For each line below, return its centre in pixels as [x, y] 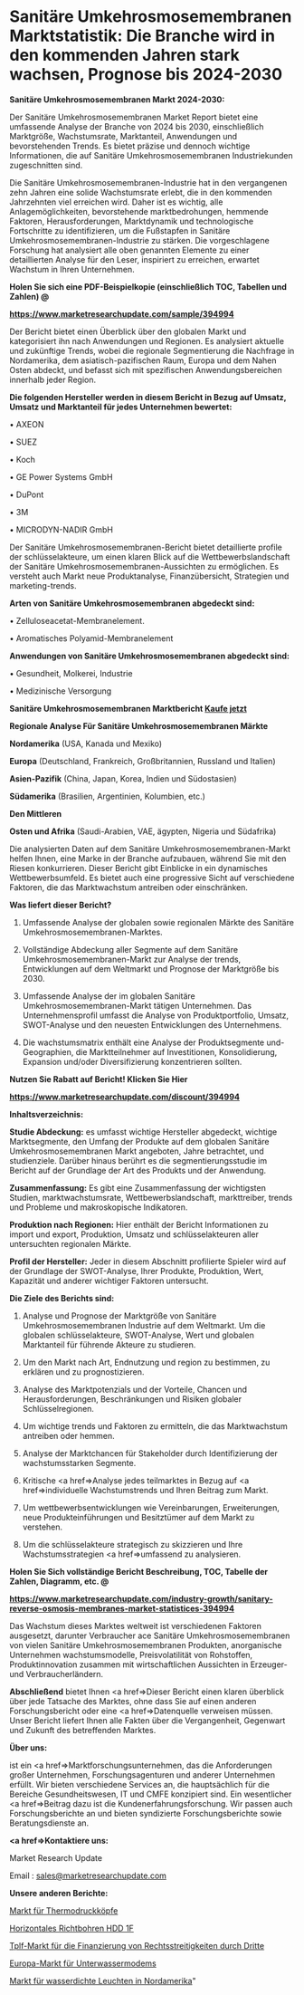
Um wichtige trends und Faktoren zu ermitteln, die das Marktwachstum [155, 1426]
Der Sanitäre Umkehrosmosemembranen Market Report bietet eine [134, 117]
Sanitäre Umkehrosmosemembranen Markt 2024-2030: [117, 99]
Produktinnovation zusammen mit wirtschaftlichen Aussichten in [129, 1664]
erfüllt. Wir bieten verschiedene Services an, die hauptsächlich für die [139, 1784]
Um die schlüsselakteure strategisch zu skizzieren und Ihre [133, 1544]
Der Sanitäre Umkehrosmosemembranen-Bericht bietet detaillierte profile [146, 547]
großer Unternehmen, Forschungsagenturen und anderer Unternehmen [142, 1774]
